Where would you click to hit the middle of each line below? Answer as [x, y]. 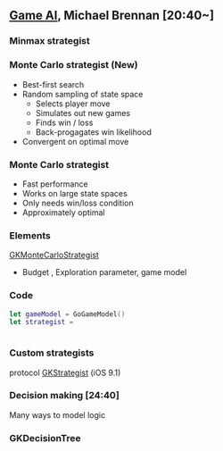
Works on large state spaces [74, 193]
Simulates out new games [83, 113]
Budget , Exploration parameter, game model [104, 272]
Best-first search [53, 84]
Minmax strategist [50, 41]
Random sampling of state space [83, 94]
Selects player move [73, 104]
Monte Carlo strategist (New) [74, 65]
